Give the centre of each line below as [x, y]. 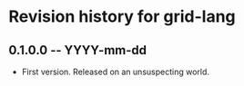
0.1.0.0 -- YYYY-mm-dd [78, 50]
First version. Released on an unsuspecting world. [116, 72]
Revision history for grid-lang [122, 17]
